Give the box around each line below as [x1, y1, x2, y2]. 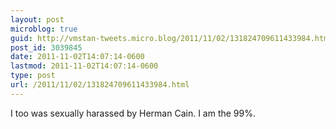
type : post [10, 71, 56, 81]
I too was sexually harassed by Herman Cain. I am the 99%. [10, 107, 256, 119]
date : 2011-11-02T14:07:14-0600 [10, 52, 145, 62]
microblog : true [10, 24, 78, 34]
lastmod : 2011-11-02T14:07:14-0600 [10, 61, 159, 71]
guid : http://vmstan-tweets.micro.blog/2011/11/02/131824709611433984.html [10, 33, 333, 43]
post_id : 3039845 [10, 42, 83, 53]
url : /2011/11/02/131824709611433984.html [10, 80, 190, 90]
